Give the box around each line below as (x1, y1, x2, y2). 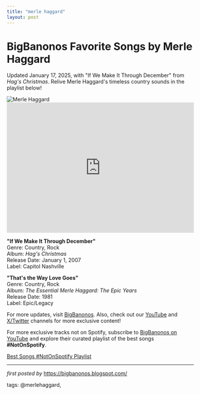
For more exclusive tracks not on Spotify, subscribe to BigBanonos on (7, 329, 177, 336)
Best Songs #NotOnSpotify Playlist (7, 353, 91, 360)
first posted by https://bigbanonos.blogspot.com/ (7, 370, 128, 377)
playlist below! (7, 84, 42, 92)
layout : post (7, 14, 39, 20)
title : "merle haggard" (7, 8, 66, 15)
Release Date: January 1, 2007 (7, 257, 81, 264)
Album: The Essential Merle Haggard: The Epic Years (7, 287, 137, 294)
